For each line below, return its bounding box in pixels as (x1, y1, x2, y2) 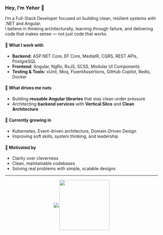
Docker (12, 74, 27, 79)
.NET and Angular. (5, 20, 42, 26)
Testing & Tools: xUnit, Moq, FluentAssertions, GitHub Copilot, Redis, (12, 68, 151, 75)
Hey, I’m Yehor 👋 (5, 4, 45, 11)
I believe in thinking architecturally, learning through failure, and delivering (5, 26, 153, 32)
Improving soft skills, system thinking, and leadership (12, 133, 118, 139)
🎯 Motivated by (5, 144, 36, 150)
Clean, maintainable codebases (12, 160, 75, 166)
